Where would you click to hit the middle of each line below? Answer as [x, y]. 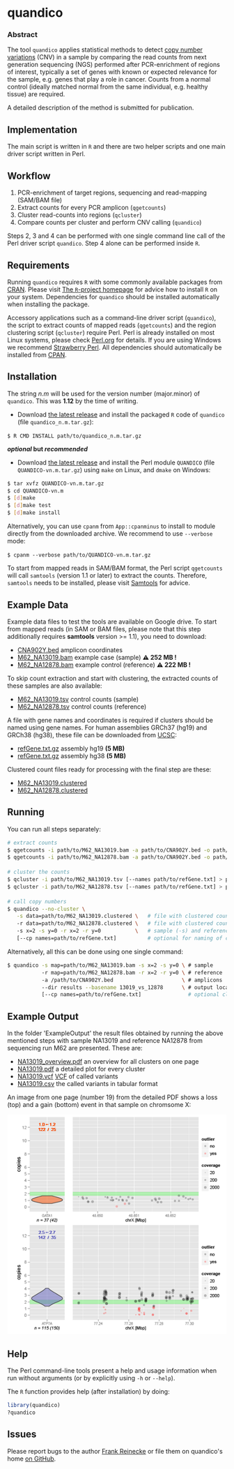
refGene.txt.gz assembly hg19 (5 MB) [71, 748]
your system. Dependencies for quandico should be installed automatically [114, 296]
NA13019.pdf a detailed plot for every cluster [81, 1069]
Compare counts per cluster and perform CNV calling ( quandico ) [109, 223]
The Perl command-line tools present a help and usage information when [112, 1370]
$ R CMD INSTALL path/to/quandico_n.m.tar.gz [74, 436]
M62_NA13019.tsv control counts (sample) [78, 699]
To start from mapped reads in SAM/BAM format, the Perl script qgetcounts [115, 568]
